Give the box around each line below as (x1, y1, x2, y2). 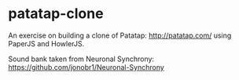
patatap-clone (8, 5, 104, 23)
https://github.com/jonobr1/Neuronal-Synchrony (8, 62, 165, 71)
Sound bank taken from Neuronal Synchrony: (8, 54, 155, 64)
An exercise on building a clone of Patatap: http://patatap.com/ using (8, 31, 232, 40)
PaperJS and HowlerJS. (8, 38, 85, 48)
